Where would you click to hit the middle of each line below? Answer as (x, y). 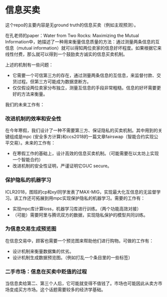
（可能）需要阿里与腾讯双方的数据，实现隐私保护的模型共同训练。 (80, 215)
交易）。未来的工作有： (32, 143)
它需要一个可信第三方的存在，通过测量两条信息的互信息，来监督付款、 (84, 75)
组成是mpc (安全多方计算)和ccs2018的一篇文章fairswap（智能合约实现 (82, 137)
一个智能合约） (28, 160)
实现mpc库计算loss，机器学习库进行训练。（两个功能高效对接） (77, 208)
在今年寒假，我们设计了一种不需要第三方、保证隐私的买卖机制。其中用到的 (82, 130)
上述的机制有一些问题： (29, 65)
